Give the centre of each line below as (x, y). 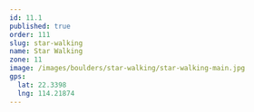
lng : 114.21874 (46, 93)
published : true (40, 26)
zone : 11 (26, 60)
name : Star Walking (46, 51)
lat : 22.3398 (42, 85)
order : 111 (30, 34)
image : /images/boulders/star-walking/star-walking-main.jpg (127, 69)
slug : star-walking (46, 43)
